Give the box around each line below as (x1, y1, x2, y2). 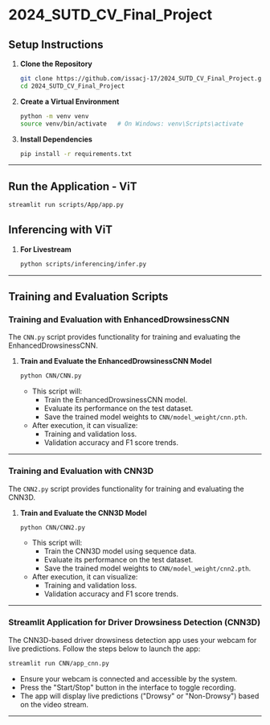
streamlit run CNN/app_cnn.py (8, 659, 110, 667)
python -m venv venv (19, 112, 89, 120)
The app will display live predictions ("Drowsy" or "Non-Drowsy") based (19, 690, 260, 701)
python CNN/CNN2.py (19, 523, 86, 532)
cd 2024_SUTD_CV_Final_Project (19, 82, 125, 90)
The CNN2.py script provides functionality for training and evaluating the (8, 484, 244, 493)
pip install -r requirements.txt (19, 150, 133, 158)
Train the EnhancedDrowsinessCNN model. (43, 395, 187, 405)
